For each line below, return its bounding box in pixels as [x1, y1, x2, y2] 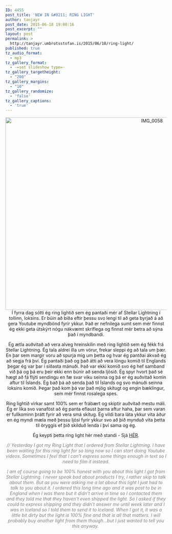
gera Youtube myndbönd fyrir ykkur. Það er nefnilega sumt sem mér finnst [7, 320, 165, 327]
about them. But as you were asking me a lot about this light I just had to [9, 480, 163, 486]
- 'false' [10, 93, 31, 99]
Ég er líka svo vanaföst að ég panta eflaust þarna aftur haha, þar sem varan [7, 406, 165, 412]
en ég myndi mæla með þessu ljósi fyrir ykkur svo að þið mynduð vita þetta [7, 417, 165, 423]
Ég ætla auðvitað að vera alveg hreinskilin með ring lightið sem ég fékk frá [8, 341, 164, 348]
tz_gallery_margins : [5, 79, 50, 84]
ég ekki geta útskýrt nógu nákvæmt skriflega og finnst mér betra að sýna [9, 326, 163, 332]
